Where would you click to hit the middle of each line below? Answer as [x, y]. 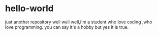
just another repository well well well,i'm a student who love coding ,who [79, 22]
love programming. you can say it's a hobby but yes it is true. [67, 27]
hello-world [30, 9]
